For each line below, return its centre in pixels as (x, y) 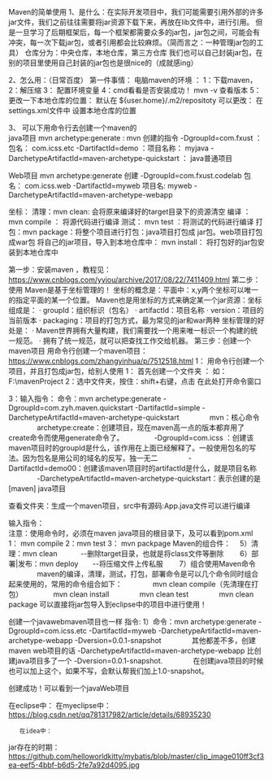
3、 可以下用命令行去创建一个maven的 (73, 128)
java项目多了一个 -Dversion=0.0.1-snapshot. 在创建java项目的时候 (139, 661)
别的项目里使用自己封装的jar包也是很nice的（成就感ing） (103, 63)
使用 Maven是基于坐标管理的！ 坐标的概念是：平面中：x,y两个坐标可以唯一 (133, 290)
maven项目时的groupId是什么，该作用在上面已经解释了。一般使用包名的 (129, 448)
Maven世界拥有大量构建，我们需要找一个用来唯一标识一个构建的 (143, 330)
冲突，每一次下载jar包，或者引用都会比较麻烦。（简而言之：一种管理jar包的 (133, 42)
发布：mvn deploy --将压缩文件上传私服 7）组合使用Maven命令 (136, 564)
